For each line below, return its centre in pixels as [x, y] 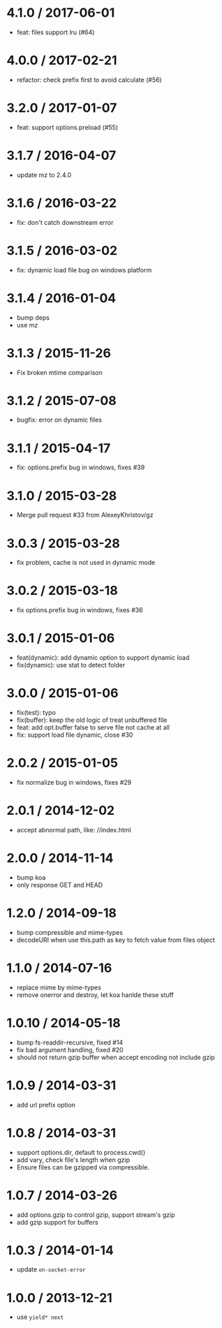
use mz [27, 325]
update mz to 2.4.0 [44, 175]
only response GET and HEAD [60, 885]
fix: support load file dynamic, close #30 [75, 735]
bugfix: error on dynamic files [59, 420]
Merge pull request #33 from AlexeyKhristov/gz [85, 515]
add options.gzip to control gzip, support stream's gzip [96, 1215]
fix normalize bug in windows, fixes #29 [74, 782]
